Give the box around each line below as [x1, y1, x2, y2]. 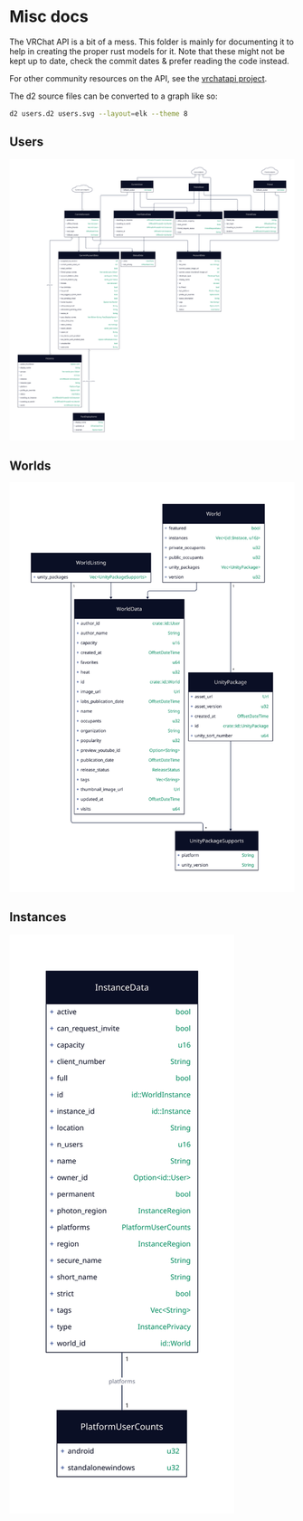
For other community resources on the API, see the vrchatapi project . [9, 72, 268, 83]
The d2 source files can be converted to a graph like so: [9, 90, 218, 101]
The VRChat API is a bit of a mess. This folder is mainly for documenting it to [9, 36, 294, 47]
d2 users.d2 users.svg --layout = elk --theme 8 [9, 109, 188, 119]
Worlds [9, 458, 52, 473]
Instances [9, 909, 67, 925]
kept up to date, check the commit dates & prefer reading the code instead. [9, 55, 289, 66]
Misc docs [9, 6, 89, 27]
